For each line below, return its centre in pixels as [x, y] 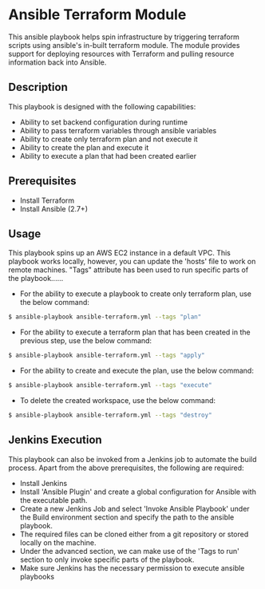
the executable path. [53, 500]
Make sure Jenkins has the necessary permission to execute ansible [132, 567]
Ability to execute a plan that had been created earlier [108, 156]
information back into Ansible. [57, 62]
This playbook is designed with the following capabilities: [102, 106]
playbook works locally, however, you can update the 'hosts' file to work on [132, 262]
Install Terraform [47, 200]
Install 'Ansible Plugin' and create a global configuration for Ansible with [138, 492]
